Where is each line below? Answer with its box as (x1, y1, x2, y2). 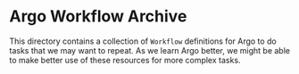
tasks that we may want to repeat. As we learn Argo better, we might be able (9, 45, 290, 55)
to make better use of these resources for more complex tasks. (9, 54, 241, 65)
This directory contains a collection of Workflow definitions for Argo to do (9, 36, 277, 46)
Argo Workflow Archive (9, 6, 187, 27)
